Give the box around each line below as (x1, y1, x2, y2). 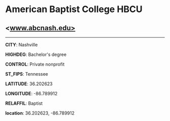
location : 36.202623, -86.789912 (5, 110, 75, 116)
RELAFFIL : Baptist (5, 100, 43, 106)
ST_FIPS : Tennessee (5, 71, 49, 77)
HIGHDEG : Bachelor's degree (5, 51, 67, 57)
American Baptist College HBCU (5, 4, 143, 15)
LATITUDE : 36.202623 (5, 81, 53, 87)
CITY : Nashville (5, 42, 38, 47)
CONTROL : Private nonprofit (5, 62, 65, 67)
